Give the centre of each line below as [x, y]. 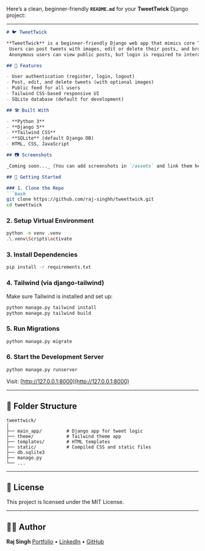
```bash [16, 194]
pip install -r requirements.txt [49, 267]
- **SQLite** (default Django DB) [50, 139]
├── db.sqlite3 [26, 452]
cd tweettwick [24, 205]
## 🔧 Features [24, 66]
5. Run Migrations [33, 329]
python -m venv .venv [34, 233]
